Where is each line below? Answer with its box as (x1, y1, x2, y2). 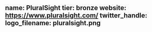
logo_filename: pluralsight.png (5, 19, 101, 27)
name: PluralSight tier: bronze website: (5, 4, 127, 12)
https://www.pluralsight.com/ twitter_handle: (5, 12, 148, 20)
